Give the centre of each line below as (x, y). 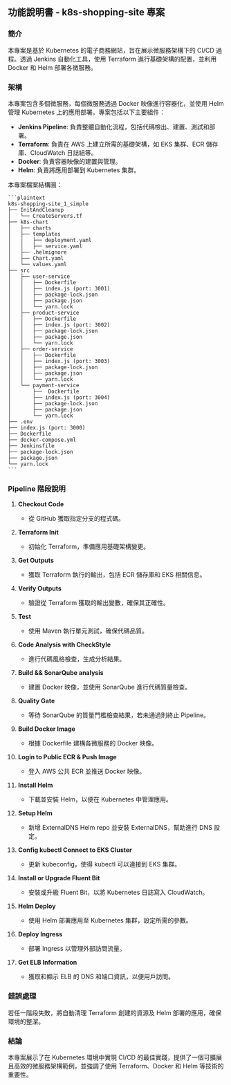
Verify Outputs (39, 588)
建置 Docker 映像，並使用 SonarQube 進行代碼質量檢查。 (110, 687)
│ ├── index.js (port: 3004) (59, 397)
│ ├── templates (34, 234)
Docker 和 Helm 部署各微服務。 (53, 67)
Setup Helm (35, 813)
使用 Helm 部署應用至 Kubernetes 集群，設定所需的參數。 (110, 920)
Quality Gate (36, 701)
